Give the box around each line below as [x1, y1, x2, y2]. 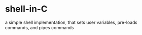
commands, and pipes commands [5, 24, 74, 30]
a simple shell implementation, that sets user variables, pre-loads [5, 19, 138, 25]
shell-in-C [5, 3, 48, 15]
